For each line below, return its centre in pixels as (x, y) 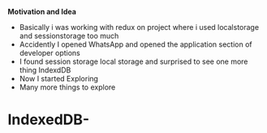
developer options (50, 53)
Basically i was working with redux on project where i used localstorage (139, 27)
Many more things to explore (67, 87)
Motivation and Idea (42, 12)
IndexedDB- (49, 120)
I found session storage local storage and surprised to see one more (133, 61)
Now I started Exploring (59, 79)
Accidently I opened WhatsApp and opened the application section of (136, 44)
